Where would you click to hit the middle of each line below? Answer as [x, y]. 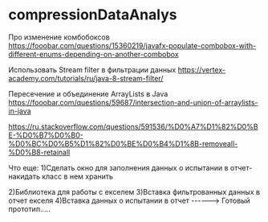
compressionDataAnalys [93, 15]
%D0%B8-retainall [39, 152]
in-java [20, 111]
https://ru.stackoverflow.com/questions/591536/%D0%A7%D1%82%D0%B [133, 126]
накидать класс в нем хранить [61, 176]
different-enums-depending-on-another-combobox [93, 54]
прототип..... [29, 209]
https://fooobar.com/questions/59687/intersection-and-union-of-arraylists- [133, 102]
